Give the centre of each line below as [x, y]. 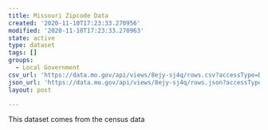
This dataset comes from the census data [77, 120]
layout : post [30, 90]
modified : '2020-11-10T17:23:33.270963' [77, 30]
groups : [21, 61]
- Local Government [48, 68]
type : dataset [32, 45]
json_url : [25, 82]
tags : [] [23, 53]
